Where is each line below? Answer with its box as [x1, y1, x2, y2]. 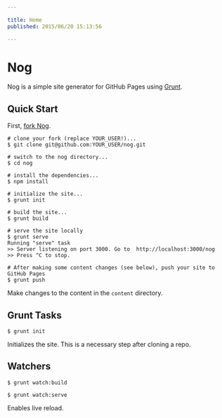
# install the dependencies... [7, 172, 99, 179]
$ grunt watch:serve [7, 391, 68, 398]
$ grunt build [7, 215, 49, 222]
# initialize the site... [7, 190, 83, 197]
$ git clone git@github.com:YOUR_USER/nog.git [7, 141, 146, 148]
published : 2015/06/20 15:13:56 [7, 22, 102, 30]
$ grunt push [7, 277, 46, 284]
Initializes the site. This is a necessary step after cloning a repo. [7, 340, 191, 348]
